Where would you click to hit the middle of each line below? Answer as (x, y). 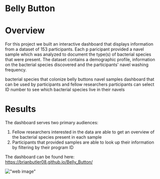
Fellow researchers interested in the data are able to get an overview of (83, 132)
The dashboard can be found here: (40, 157)
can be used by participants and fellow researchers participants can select (80, 84)
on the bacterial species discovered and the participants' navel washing (77, 65)
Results (21, 109)
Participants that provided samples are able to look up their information (83, 142)
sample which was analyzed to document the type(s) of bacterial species (78, 54)
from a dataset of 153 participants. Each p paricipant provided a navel (75, 49)
